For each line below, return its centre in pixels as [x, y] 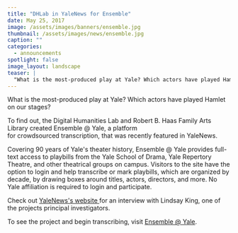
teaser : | [22, 73]
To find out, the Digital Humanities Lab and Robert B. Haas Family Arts [109, 121]
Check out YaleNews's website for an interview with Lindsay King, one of [114, 201]
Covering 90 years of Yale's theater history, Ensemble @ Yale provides [110, 150]
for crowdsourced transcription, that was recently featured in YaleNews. [113, 136]
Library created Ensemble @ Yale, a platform [73, 129]
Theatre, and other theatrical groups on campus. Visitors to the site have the [119, 165]
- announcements [38, 54]
